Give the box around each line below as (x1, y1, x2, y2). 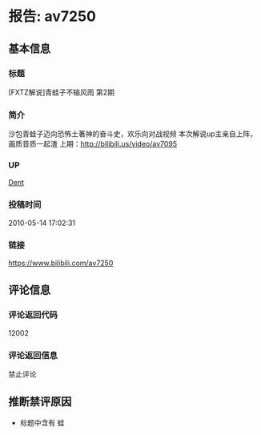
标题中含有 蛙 (19, 417, 65, 427)
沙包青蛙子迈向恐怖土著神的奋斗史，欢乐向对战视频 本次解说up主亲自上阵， (8, 129, 258, 139)
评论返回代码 (8, 309, 58, 320)
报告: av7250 (8, 7, 96, 26)
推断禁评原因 (8, 395, 72, 409)
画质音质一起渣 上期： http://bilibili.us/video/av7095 (8, 139, 178, 149)
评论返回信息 (8, 349, 58, 360)
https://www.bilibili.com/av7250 (8, 258, 114, 268)
